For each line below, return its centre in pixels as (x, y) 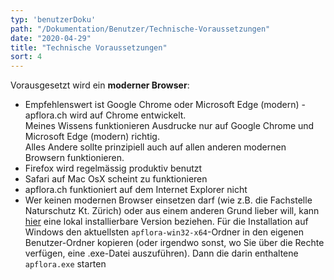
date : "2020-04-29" (51, 38)
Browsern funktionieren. (74, 158)
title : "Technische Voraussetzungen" (89, 47)
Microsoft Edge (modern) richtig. (92, 137)
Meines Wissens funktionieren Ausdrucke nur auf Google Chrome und (169, 126)
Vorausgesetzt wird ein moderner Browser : (100, 85)
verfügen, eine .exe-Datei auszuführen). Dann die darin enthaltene (161, 253)
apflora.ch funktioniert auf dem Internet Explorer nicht (136, 190)
